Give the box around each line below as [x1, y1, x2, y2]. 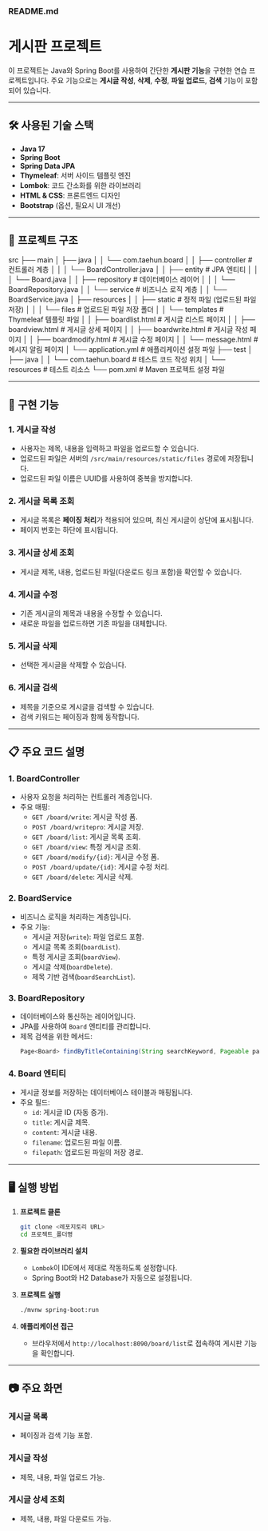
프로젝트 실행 [19, 1289, 61, 1299]
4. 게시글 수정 [8, 589, 58, 600]
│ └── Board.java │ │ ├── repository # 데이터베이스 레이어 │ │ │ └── [8, 274, 235, 285]
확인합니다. [40, 1348, 75, 1357]
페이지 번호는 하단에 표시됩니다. [19, 526, 118, 535]
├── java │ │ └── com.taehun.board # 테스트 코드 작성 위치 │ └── [8, 354, 226, 365]
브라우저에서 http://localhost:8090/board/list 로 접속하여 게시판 [31, 1338, 242, 1348]
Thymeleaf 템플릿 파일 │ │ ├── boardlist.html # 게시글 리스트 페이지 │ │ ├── [8, 314, 255, 325]
